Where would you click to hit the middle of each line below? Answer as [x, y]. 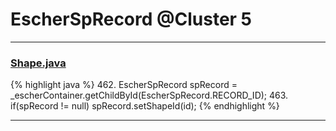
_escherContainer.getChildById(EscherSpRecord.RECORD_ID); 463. [149, 95]
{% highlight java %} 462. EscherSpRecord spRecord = [124, 85]
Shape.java [38, 63]
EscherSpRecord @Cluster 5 [131, 19]
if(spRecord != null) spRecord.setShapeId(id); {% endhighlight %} [145, 106]
